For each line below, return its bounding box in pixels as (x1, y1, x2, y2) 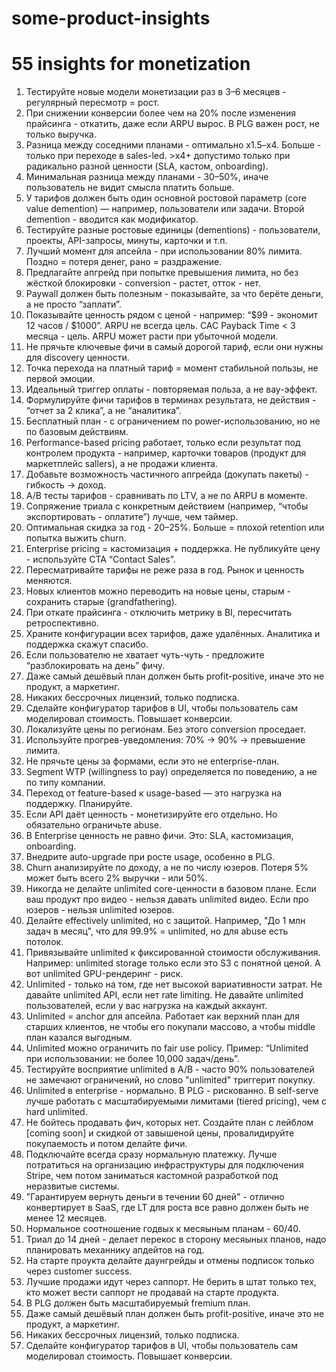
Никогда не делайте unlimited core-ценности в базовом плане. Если (25, 883, 317, 895)
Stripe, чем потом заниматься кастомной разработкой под (25, 1170, 279, 1182)
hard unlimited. (25, 1106, 88, 1118)
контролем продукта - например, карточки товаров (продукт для (25, 447, 307, 459)
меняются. (25, 575, 73, 587)
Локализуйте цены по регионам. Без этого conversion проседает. (25, 723, 307, 736)
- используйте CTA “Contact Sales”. (25, 553, 176, 566)
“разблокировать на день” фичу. (25, 660, 166, 672)
